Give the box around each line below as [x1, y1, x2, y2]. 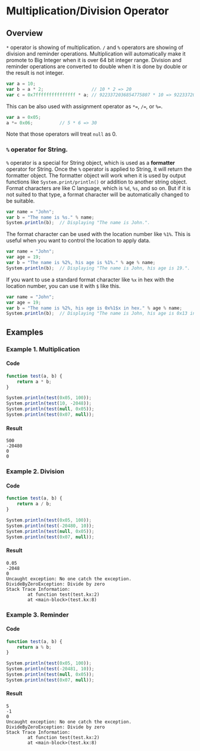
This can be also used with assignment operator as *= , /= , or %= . [6, 103, 163, 110]
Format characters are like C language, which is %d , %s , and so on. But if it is [6, 184, 191, 192]
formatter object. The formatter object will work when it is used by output [6, 171, 186, 179]
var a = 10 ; [6, 81, 36, 87]
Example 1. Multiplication [6, 345, 80, 353]
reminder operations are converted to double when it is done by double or [6, 63, 187, 70]
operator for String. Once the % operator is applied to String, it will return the [6, 165, 192, 173]
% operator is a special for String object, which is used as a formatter [6, 159, 176, 166]
